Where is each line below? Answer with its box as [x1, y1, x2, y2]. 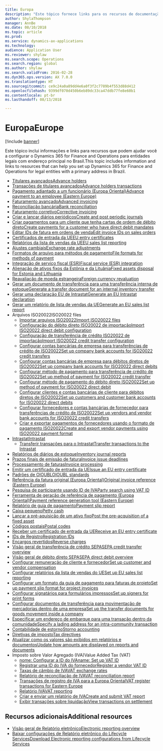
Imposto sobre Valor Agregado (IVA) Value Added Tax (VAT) [12, 652, 131, 658]
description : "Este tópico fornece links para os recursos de [5, 12, 133, 16]
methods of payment [12, 255, 54, 261]
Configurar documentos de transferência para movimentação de [12, 601, 141, 606]
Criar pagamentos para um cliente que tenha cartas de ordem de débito [12, 219, 156, 225]
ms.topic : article [5, 30, 42, 34]
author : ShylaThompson [5, 16, 51, 21]
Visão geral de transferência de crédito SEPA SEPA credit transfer [12, 544, 142, 550]
